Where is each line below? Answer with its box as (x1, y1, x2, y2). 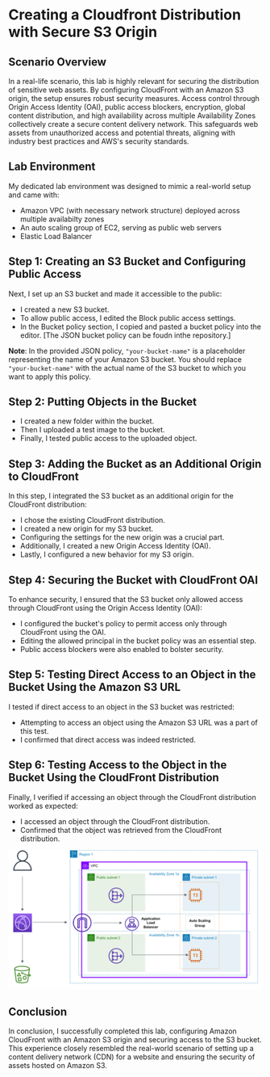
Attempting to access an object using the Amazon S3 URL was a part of (19, 717, 258, 727)
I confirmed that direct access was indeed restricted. (19, 734, 196, 744)
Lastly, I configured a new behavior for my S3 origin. (19, 549, 194, 559)
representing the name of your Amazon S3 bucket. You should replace (8, 354, 242, 364)
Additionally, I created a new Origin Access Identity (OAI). (19, 541, 211, 551)
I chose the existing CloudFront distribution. (19, 515, 165, 525)
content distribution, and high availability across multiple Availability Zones (8, 111, 256, 120)
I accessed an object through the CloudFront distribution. (19, 816, 210, 826)
